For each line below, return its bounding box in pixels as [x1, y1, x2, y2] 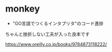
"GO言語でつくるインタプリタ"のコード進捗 [12, 20, 104, 26]
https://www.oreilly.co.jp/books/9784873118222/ [5, 41, 107, 47]
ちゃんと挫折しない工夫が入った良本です [5, 31, 90, 37]
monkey [5, 3, 40, 15]
